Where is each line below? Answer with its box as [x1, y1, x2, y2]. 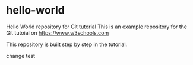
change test [6, 52, 36, 59]
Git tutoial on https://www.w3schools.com [6, 29, 109, 36]
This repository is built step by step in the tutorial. [6, 41, 128, 48]
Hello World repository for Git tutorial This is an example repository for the [6, 23, 188, 30]
